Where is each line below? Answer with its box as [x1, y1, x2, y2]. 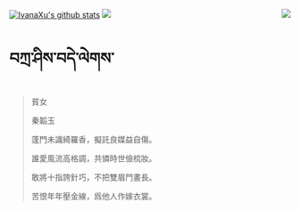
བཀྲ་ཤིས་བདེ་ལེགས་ [9, 49, 114, 69]
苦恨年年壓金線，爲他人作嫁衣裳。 [30, 190, 157, 201]
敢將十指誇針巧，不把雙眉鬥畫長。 [30, 172, 157, 182]
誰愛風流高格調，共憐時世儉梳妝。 [30, 152, 157, 164]
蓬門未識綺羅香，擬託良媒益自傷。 [30, 133, 157, 144]
